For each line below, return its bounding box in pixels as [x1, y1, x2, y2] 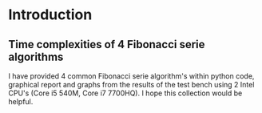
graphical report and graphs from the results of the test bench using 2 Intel [8, 80, 255, 89]
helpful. [8, 97, 34, 106]
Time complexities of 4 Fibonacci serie [8, 38, 205, 51]
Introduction [8, 6, 93, 24]
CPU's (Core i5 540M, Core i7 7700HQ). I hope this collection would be [8, 88, 243, 98]
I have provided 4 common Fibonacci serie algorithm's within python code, [8, 71, 255, 81]
